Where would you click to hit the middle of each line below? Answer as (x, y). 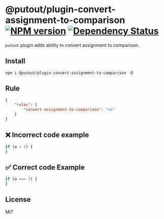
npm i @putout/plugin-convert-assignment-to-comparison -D (69, 73)
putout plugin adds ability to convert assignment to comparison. (72, 45)
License (18, 200)
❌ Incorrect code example (47, 135)
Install (15, 61)
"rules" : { (26, 105)
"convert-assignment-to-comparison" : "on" (69, 110)
